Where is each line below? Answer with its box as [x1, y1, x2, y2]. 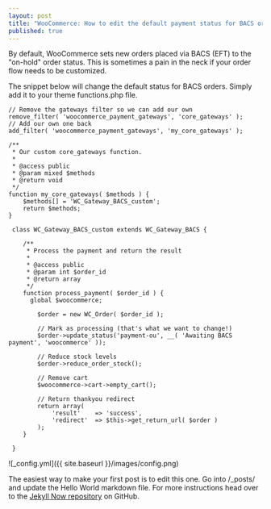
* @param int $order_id [26, 268, 106, 277]
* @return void [11, 177, 63, 185]
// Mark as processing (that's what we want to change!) [37, 324, 232, 333]
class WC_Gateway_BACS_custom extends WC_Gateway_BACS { [11, 226, 207, 234]
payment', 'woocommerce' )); [8, 339, 106, 347]
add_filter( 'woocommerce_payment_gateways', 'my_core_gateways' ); [8, 127, 244, 136]
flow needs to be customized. [8, 66, 107, 76]
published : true [8, 27, 63, 35]
